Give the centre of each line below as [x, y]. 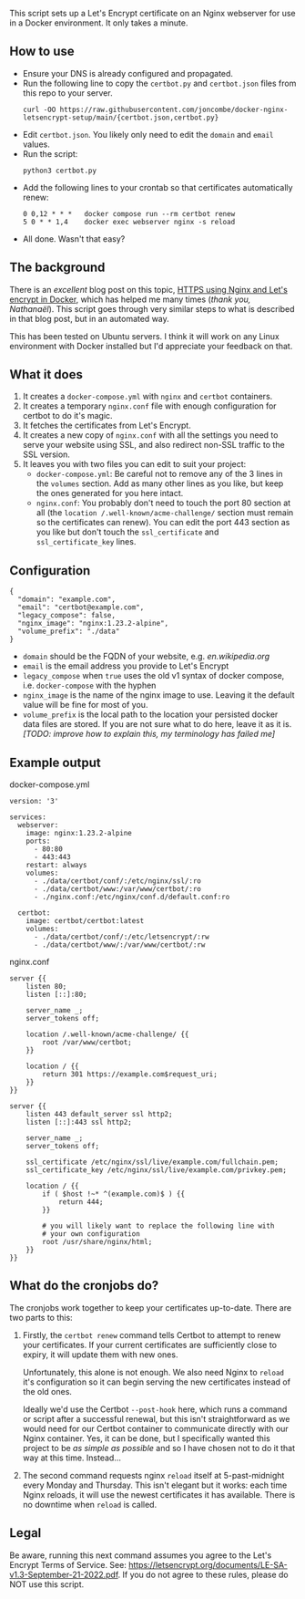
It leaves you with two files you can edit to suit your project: [134, 464]
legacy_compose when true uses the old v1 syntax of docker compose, [153, 676]
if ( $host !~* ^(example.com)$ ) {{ [113, 1194]
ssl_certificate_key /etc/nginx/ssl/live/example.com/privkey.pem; [156, 1170]
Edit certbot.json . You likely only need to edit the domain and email [148, 134]
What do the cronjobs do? [84, 1286]
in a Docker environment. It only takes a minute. [99, 23]
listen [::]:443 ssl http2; [79, 1122]
